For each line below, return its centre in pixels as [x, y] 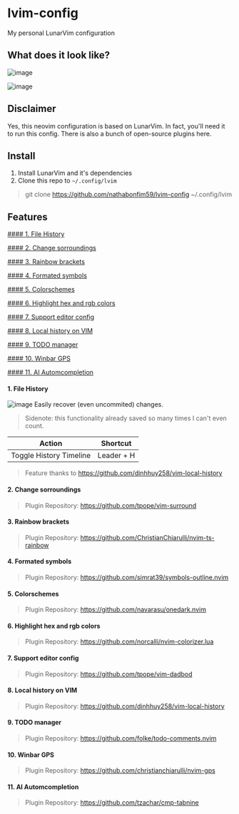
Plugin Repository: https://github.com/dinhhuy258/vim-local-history [124, 706]
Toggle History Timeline [51, 456]
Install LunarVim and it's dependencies [75, 173]
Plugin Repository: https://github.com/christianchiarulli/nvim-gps [120, 770]
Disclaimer [32, 109]
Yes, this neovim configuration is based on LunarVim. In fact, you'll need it [116, 126]
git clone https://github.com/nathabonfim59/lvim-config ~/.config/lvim [128, 195]
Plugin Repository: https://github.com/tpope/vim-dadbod [108, 674]
